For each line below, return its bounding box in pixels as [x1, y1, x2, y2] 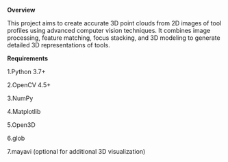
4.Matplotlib [7, 108, 41, 115]
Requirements [7, 54, 49, 62]
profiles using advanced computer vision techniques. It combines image [7, 27, 211, 34]
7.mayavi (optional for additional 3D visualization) [7, 148, 146, 155]
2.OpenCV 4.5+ [7, 81, 51, 89]
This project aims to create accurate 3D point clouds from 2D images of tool [7, 19, 222, 27]
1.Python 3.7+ [7, 68, 46, 76]
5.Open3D [7, 121, 36, 129]
